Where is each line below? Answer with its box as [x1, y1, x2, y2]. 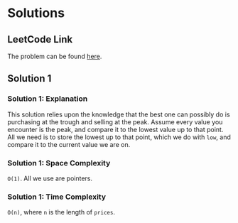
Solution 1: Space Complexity [7, 158, 111, 168]
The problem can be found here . [7, 52, 102, 60]
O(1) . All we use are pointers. [7, 174, 92, 183]
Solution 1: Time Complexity [7, 192, 107, 202]
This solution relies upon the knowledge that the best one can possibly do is [7, 110, 230, 119]
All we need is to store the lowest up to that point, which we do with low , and [7, 133, 231, 141]
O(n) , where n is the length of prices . [7, 208, 116, 217]
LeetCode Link [7, 33, 73, 45]
